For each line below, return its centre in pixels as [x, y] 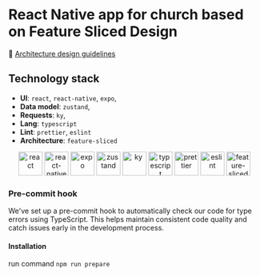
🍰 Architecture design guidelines [62, 53]
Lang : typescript [48, 123]
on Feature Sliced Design [93, 32]
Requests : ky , [43, 115]
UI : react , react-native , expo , [68, 98]
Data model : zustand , [55, 106]
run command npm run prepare [59, 264]
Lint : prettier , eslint [56, 132]
